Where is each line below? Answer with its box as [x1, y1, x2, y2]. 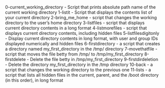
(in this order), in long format [5, 77, 64, 83]
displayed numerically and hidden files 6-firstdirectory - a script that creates [5, 41, 160, 46]
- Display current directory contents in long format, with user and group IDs [5, 35, 158, 41]
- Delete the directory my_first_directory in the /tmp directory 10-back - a [5, 61, 153, 67]
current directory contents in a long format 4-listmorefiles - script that [5, 25, 147, 31]
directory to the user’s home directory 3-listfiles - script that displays [5, 20, 145, 26]
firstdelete [5, 57, 26, 62]
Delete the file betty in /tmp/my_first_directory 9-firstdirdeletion [30, 57, 159, 62]
